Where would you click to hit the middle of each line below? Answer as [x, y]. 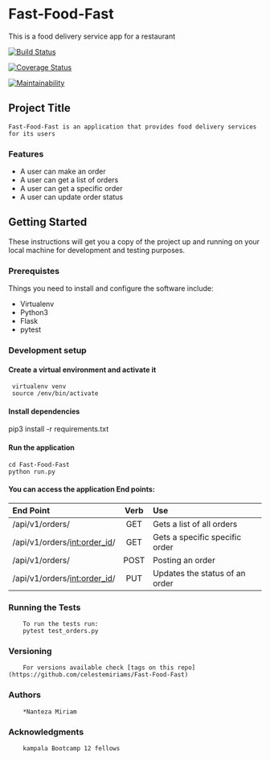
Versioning [30, 652]
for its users [32, 133]
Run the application [41, 447]
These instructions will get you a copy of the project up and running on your [134, 241]
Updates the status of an [199, 573]
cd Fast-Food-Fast [39, 464]
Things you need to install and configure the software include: [111, 288]
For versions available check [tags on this [98, 668]
